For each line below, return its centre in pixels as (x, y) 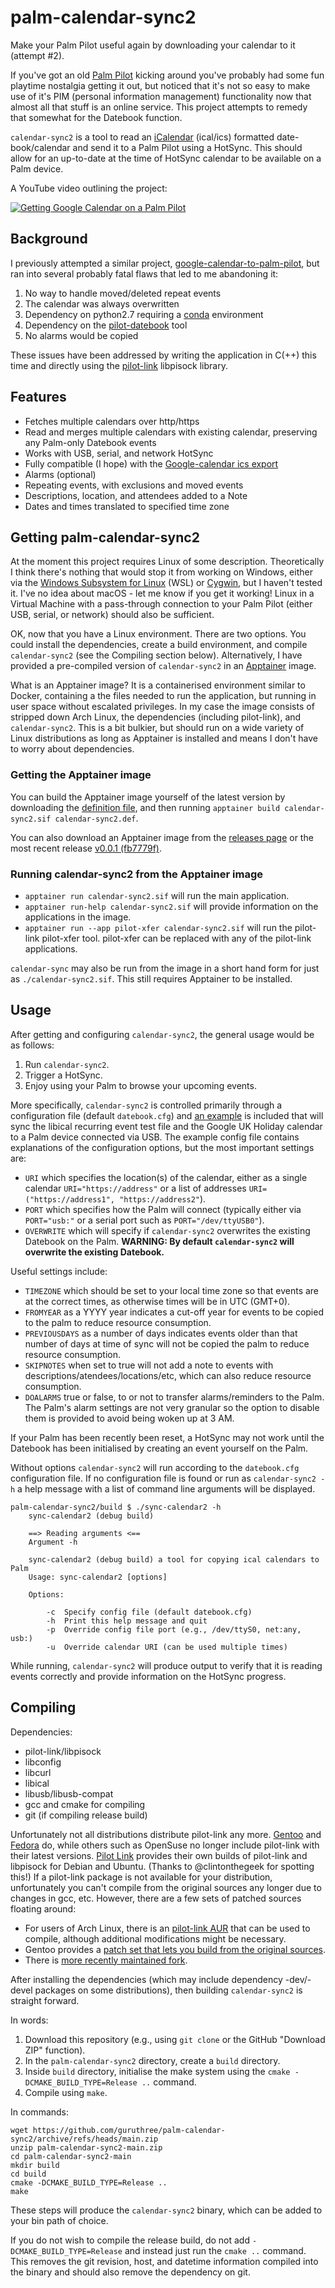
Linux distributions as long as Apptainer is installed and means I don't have (164, 738)
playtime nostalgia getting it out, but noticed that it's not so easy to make (160, 85)
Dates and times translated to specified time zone (127, 506)
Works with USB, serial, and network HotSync (119, 453)
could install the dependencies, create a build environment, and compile (159, 645)
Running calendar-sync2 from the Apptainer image (136, 874)
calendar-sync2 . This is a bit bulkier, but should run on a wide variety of (157, 728)
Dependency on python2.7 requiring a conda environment (144, 314)
